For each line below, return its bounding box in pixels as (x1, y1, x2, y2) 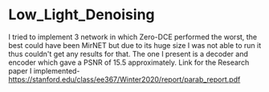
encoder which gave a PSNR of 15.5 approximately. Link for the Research (8, 58, 250, 67)
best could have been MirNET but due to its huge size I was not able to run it (8, 40, 262, 50)
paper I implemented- (8, 66, 80, 75)
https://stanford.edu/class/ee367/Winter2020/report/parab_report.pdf (8, 74, 241, 84)
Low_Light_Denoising (8, 6, 155, 24)
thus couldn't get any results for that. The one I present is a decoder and (8, 49, 249, 58)
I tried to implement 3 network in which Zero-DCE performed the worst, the (8, 32, 258, 42)
